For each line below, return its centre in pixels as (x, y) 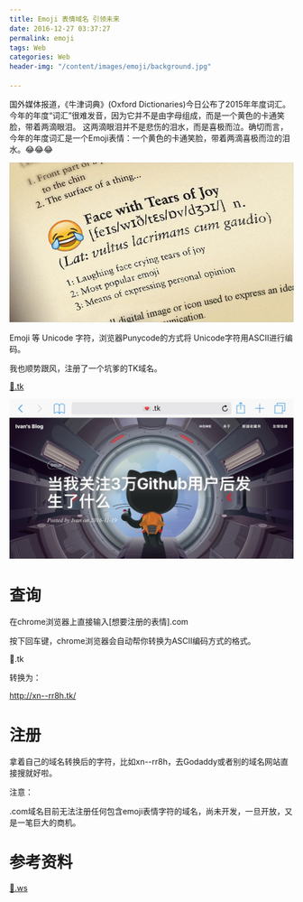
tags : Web (28, 48)
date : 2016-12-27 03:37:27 (60, 28)
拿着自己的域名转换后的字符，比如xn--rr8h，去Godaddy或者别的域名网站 (145, 762)
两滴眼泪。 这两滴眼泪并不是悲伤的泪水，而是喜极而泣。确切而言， (164, 126)
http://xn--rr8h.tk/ (43, 696)
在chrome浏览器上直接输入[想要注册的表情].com (99, 622)
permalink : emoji (42, 38)
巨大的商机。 (57, 823)
